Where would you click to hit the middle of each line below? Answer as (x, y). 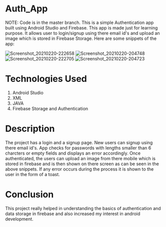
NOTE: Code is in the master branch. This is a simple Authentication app (79, 22)
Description (30, 129)
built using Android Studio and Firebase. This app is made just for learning (81, 27)
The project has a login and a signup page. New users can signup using (79, 142)
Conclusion (29, 195)
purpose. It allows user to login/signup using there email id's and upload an (82, 33)
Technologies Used (46, 79)
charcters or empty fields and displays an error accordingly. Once (73, 153)
